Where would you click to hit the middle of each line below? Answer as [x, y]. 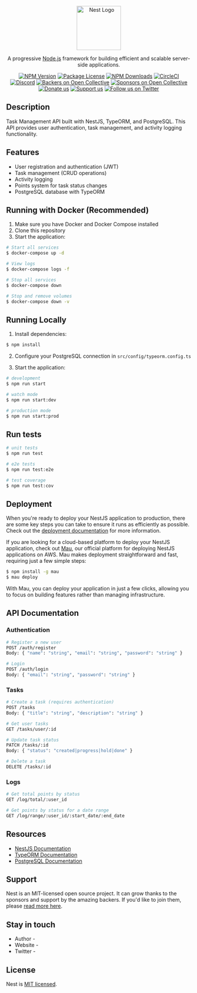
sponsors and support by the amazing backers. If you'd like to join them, [94, 900]
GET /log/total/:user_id [36, 800]
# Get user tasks [27, 724]
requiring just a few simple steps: [46, 561]
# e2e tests [21, 464]
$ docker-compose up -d [35, 253]
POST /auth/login [27, 669]
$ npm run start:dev [31, 400]
